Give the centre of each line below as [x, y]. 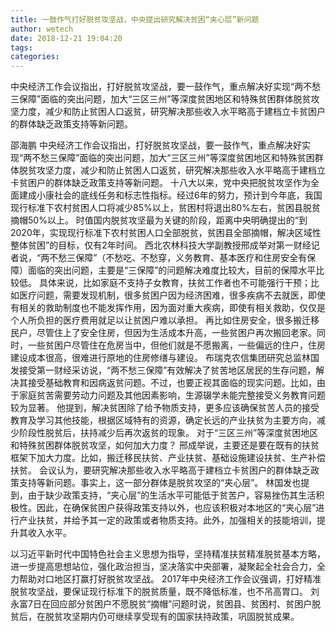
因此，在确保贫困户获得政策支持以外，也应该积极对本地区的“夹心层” [176, 508]
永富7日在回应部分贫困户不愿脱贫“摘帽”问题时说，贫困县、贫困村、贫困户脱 [166, 604]
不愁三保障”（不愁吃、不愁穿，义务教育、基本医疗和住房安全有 [178, 258]
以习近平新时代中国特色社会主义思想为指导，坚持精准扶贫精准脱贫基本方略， [168, 554]
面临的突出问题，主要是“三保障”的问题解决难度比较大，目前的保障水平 [172, 270]
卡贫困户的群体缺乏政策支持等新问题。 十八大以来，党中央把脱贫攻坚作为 [160, 183]
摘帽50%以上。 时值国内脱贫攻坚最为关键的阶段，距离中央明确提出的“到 [159, 220]
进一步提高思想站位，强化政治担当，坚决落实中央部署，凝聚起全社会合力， [163, 567]
